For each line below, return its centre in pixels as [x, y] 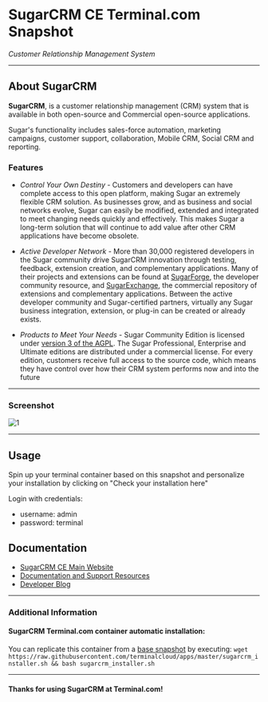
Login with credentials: [45, 499]
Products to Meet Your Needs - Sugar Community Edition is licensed [132, 335]
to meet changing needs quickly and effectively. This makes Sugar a [132, 219]
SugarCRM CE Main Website [67, 567]
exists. [30, 319]
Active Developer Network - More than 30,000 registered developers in [137, 251]
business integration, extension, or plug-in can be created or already [132, 311]
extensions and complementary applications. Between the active [126, 294]
